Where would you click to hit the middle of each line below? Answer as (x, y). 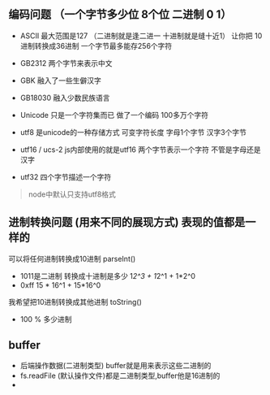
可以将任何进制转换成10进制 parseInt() (72, 258)
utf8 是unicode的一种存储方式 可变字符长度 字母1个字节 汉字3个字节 (133, 132)
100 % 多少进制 (46, 319)
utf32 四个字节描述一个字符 (66, 176)
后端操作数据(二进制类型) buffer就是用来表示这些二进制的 (116, 366)
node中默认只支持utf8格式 (72, 194)
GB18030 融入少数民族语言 (65, 98)
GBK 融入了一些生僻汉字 (60, 80)
